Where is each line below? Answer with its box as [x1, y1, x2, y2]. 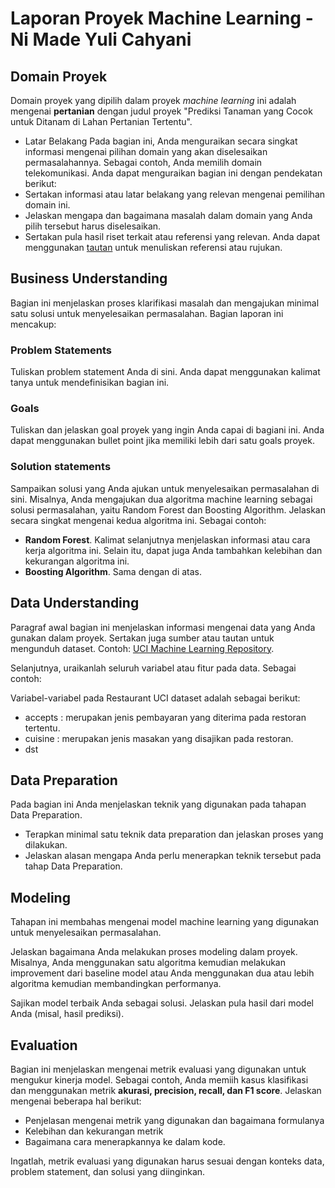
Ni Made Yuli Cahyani [10, 28, 192, 51]
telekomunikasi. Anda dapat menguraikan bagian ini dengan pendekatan [24, 167, 323, 179]
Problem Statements [10, 343, 112, 357]
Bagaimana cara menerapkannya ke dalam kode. [24, 1135, 226, 1147]
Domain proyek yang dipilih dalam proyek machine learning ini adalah [10, 95, 297, 106]
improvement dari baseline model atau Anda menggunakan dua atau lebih [10, 967, 315, 979]
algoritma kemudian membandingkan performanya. [10, 978, 222, 990]
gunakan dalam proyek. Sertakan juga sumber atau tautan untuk [10, 632, 275, 644]
